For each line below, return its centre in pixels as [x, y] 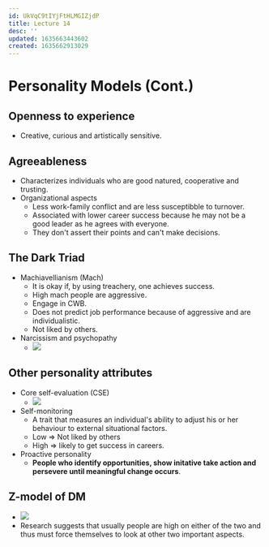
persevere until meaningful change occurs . [106, 471]
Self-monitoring [46, 411]
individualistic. [56, 321]
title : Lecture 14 [39, 24]
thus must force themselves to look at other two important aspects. [132, 534]
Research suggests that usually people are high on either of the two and [140, 526]
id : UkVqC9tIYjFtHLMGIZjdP [54, 16]
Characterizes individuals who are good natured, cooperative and [129, 180]
